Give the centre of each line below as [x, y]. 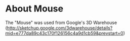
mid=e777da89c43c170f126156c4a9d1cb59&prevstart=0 [64, 33]
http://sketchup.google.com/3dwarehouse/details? [60, 27]
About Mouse [34, 9]
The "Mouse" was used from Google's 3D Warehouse [61, 22]
